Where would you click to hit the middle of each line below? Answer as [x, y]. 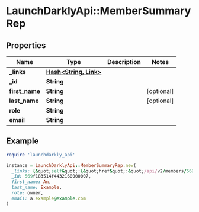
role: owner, [28, 193]
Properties [26, 45]
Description [124, 62]
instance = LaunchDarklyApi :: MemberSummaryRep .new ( [71, 165]
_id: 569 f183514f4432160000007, [52, 176]
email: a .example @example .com [49, 198]
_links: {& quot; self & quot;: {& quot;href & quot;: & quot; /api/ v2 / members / [99, 171]
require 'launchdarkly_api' [41, 155]
